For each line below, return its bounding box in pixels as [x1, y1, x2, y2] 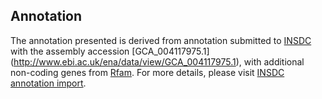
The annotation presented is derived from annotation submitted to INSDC [10, 34, 312, 46]
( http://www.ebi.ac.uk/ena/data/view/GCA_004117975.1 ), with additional [10, 55, 305, 68]
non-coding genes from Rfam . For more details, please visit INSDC [10, 66, 285, 78]
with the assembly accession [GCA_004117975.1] [10, 45, 210, 57]
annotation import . [10, 77, 87, 89]
